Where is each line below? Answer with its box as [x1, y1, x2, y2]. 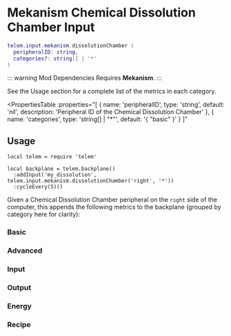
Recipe [7, 319, 31, 329]
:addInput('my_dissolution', [13, 171, 97, 178]
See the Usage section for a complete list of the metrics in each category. [7, 87, 217, 96]
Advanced [7, 246, 43, 255]
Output [7, 282, 32, 292]
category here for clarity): [7, 210, 81, 218]
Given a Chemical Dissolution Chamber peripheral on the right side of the [7, 196, 218, 204]
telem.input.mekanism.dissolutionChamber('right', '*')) [7, 178, 174, 185]
